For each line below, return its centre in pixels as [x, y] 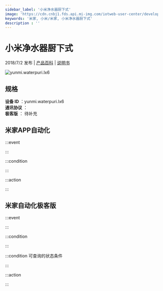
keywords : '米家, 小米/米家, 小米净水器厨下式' [49, 18]
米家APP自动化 [27, 130]
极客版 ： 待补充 [21, 114]
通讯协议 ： [16, 107]
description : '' [23, 23]
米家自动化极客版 [31, 206]
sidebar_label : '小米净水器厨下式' [38, 9]
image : [12, 14]
